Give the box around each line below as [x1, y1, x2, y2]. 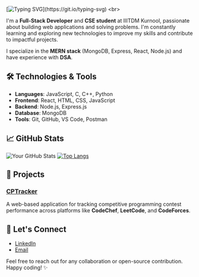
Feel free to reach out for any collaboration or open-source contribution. [6, 258, 183, 265]
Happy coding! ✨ [6, 264, 48, 271]
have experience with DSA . [6, 54, 73, 61]
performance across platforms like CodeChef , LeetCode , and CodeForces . [6, 207, 191, 214]
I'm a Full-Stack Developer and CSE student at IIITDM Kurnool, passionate [6, 17, 190, 24]
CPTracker [6, 187, 37, 195]
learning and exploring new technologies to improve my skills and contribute [6, 30, 193, 37]
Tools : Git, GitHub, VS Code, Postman [14, 116, 108, 123]
